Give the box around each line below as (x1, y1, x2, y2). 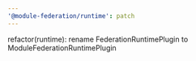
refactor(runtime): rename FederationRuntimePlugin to (7, 34, 189, 44)
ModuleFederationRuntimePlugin (7, 42, 117, 53)
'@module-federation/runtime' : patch (7, 11, 135, 20)
